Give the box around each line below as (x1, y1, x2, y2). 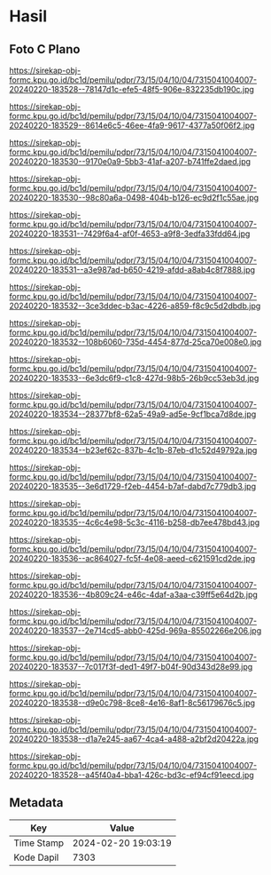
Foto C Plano (9, 42, 81, 57)
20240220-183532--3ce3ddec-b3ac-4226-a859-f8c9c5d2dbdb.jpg (9, 300, 261, 311)
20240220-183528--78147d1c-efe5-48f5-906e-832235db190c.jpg (9, 84, 255, 94)
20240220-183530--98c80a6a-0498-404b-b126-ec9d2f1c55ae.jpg (9, 193, 259, 203)
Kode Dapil (13, 851, 59, 863)
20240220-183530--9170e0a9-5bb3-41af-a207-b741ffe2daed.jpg (9, 156, 251, 166)
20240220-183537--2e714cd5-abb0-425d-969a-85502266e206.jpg (9, 625, 262, 636)
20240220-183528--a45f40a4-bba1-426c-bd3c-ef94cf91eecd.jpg (9, 770, 254, 780)
